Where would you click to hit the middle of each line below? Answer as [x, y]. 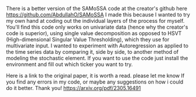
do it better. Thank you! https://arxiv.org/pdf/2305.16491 [74, 88]
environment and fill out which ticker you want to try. [70, 64]
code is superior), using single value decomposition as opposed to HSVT [94, 33]
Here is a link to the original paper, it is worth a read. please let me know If [95, 76]
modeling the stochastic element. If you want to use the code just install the [97, 58]
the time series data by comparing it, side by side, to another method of [92, 52]
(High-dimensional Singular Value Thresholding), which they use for [88, 39]
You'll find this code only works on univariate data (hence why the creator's [97, 27]
